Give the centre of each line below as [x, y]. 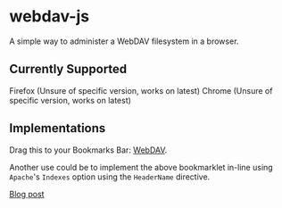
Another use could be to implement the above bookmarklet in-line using [141, 167]
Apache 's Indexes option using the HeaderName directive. [110, 177]
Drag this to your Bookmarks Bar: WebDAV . [88, 150]
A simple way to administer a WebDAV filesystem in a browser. [124, 41]
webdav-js [50, 17]
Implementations [58, 128]
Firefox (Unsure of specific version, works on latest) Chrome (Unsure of [141, 90]
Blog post [27, 194]
